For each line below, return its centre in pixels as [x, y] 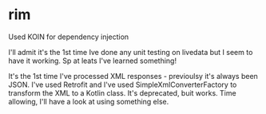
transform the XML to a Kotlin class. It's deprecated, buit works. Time [123, 92]
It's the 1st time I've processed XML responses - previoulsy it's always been [133, 76]
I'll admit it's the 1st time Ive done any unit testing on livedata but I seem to [131, 52]
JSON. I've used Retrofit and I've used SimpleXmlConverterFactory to [123, 85]
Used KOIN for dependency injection [69, 37]
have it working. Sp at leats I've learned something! [93, 61]
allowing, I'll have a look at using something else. [89, 101]
